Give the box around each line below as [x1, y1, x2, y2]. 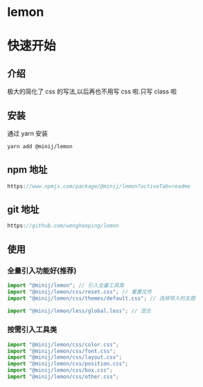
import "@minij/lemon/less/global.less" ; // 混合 [7, 307, 151, 314]
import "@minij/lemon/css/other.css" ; [7, 373, 119, 381]
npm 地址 [7, 164, 48, 176]
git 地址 [7, 204, 39, 215]
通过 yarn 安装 [7, 129, 48, 137]
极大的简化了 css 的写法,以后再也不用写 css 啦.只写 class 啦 [7, 87, 177, 96]
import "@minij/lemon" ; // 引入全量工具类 [7, 282, 125, 289]
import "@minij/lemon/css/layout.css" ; [7, 354, 123, 361]
